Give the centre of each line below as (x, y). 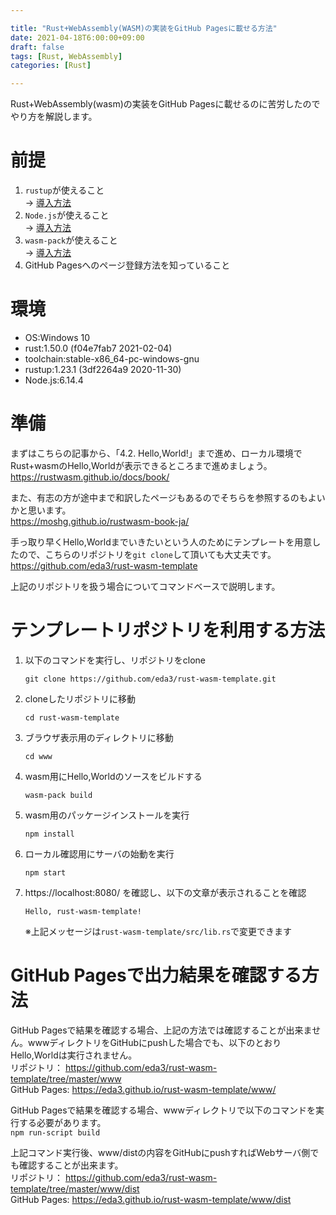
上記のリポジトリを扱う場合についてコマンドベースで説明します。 (145, 586)
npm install (49, 834)
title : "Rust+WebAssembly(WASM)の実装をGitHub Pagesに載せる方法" (144, 28)
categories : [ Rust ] (51, 66)
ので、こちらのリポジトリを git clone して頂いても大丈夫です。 (147, 554)
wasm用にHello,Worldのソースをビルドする (113, 776)
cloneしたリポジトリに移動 (80, 698)
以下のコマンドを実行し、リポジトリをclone (115, 660)
